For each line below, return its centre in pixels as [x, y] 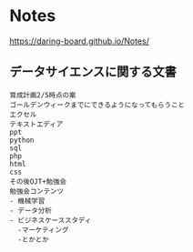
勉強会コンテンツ [37, 191]
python [22, 140]
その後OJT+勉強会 [38, 181]
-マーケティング [43, 230]
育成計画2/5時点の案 [43, 95]
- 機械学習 [27, 201]
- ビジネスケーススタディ [51, 220]
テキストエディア [36, 124]
